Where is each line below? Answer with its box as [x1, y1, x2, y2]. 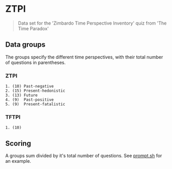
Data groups [5, 40, 46, 49]
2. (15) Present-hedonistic [5, 88, 66, 94]
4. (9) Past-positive [5, 97, 54, 102]
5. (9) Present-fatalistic [5, 102, 66, 107]
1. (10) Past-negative [5, 84, 54, 89]
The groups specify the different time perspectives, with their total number [5, 54, 163, 60]
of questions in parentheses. [5, 59, 66, 66]
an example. [5, 158, 31, 164]
